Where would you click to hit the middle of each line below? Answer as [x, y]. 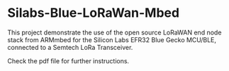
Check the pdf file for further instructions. [68, 60]
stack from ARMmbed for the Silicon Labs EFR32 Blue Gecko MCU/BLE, [112, 39]
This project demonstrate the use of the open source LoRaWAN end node [114, 32]
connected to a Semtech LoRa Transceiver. [70, 47]
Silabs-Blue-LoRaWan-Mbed [93, 13]
